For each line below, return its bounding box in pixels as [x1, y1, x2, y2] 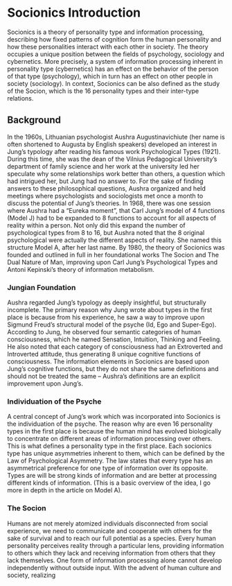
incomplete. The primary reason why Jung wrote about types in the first [7, 306, 213, 314]
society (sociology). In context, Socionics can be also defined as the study [7, 79, 220, 87]
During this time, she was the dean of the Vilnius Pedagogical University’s [7, 155, 217, 163]
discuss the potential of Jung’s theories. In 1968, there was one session [7, 199, 211, 207]
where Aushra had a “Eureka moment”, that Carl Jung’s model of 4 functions [7, 206, 225, 214]
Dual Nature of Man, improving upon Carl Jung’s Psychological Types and [7, 258, 218, 266]
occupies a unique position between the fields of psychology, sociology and [7, 50, 225, 58]
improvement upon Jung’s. [7, 379, 83, 388]
